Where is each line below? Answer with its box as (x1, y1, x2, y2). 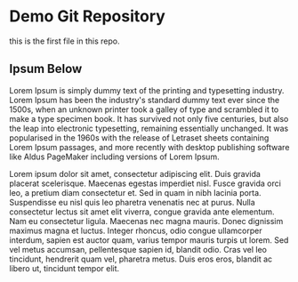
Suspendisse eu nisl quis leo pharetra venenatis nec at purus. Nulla (9, 197, 255, 207)
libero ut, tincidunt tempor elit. (9, 262, 120, 273)
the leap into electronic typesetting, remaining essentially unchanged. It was (9, 123, 289, 133)
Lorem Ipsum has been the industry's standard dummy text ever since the (9, 94, 280, 105)
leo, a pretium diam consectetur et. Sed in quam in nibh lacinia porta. (9, 187, 262, 197)
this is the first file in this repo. (9, 36, 120, 46)
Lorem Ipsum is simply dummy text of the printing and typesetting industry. (9, 85, 285, 95)
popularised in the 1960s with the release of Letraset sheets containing (9, 132, 270, 143)
